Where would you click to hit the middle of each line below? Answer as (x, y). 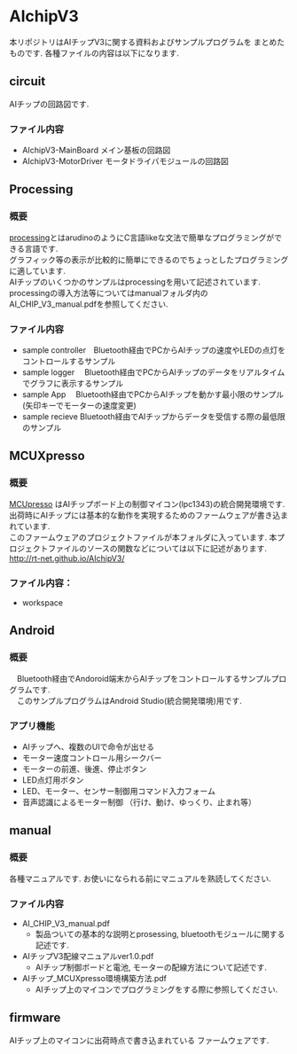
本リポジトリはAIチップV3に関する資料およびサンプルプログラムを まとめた (147, 42)
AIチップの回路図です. (49, 104)
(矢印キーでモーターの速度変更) (79, 406)
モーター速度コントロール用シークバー (92, 758)
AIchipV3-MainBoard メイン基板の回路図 (96, 150)
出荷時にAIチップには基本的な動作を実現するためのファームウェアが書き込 (145, 515)
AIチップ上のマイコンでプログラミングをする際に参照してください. (156, 989)
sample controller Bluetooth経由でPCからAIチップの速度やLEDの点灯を (154, 350)
